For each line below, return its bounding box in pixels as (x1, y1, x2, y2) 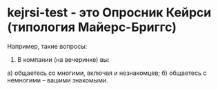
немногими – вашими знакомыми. (7, 76, 108, 84)
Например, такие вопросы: (7, 42, 88, 50)
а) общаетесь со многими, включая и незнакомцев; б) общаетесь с (7, 69, 207, 77)
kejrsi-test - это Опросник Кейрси (7, 5, 212, 21)
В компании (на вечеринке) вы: (17, 55, 110, 63)
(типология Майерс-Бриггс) (7, 19, 177, 35)
